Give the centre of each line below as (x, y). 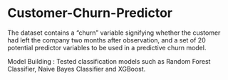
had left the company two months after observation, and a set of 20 (107, 40)
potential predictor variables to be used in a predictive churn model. (107, 47)
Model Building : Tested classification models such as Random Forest (109, 61)
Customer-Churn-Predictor (90, 13)
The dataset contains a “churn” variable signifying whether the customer (114, 33)
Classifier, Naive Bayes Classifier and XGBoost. (77, 69)
